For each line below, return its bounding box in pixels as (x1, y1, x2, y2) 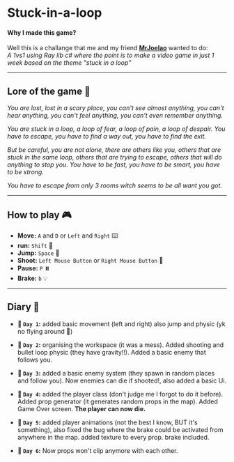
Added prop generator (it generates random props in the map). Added (17, 397, 218, 406)
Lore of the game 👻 (7, 85, 91, 97)
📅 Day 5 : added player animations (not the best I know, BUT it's (17, 418, 198, 426)
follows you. (17, 355, 52, 364)
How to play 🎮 (7, 209, 72, 221)
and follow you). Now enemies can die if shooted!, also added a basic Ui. (17, 376, 227, 385)
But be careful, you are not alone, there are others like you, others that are (7, 146, 221, 154)
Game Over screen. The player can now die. (17, 404, 146, 413)
